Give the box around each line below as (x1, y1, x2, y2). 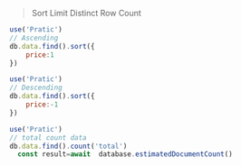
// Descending (9, 83, 63, 93)
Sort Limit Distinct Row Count (31, 8, 142, 18)
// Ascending (9, 33, 59, 42)
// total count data (9, 133, 88, 143)
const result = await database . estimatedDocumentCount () (17, 150, 233, 159)
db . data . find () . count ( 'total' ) (9, 142, 128, 151)
